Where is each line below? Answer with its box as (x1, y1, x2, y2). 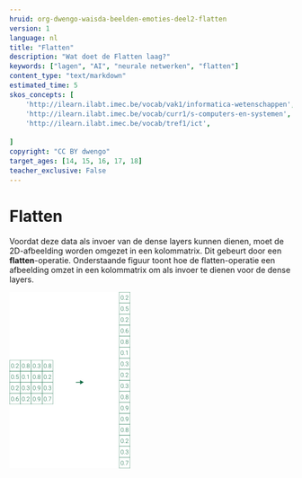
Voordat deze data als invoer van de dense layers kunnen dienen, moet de (9, 235, 285, 246)
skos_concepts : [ (9, 90, 75, 99)
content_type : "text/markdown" (9, 72, 127, 81)
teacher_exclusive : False (9, 166, 106, 175)
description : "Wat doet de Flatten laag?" (9, 52, 171, 62)
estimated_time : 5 (9, 81, 78, 90)
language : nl (9, 33, 58, 42)
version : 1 (9, 23, 50, 33)
